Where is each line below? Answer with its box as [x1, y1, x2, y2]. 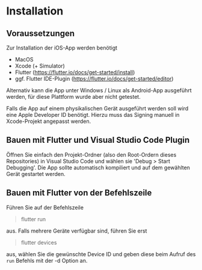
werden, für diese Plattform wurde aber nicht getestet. [6, 93, 141, 100]
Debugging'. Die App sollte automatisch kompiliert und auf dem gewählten [6, 164, 191, 171]
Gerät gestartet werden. [6, 170, 66, 177]
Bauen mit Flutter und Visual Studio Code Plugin [6, 135, 190, 145]
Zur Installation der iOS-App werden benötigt [6, 44, 118, 51]
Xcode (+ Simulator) [14, 62, 65, 69]
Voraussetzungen [6, 28, 75, 39]
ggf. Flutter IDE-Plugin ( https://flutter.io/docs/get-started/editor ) [14, 75, 174, 82]
